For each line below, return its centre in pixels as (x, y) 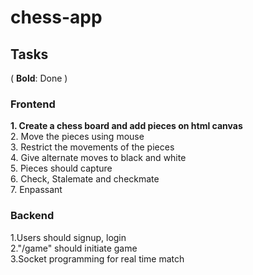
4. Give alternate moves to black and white (98, 158)
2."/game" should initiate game (74, 248)
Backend (32, 216)
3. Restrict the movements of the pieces (92, 147)
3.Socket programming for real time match (97, 258)
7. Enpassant (36, 190)
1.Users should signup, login (68, 237)
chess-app (56, 17)
